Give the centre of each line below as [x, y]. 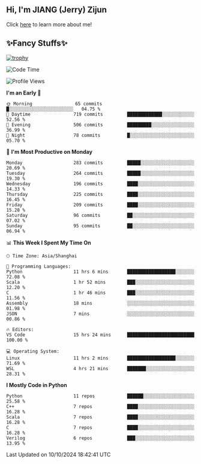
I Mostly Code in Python [37, 385]
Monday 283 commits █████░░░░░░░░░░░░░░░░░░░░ [100, 163]
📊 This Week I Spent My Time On [49, 242]
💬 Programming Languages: [38, 266]
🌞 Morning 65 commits [54, 104]
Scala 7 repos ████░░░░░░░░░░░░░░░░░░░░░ [100, 417]
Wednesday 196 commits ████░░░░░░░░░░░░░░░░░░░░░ [100, 184]
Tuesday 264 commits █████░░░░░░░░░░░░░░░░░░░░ [100, 173]
